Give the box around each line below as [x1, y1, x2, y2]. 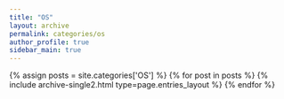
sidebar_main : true [9, 46, 82, 55]
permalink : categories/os [9, 29, 105, 38]
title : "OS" [9, 12, 53, 22]
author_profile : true [9, 37, 90, 47]
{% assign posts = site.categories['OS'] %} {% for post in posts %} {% [9, 70, 269, 80]
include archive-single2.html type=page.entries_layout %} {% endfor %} [9, 80, 276, 90]
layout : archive [9, 21, 69, 30]
